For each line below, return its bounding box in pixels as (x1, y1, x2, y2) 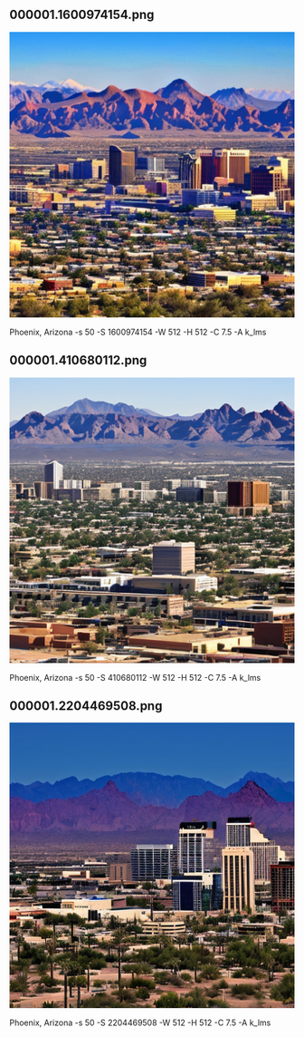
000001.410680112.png (9, 353, 147, 368)
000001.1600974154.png (9, 7, 155, 23)
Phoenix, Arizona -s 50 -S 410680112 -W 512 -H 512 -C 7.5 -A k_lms (9, 672, 261, 683)
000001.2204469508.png (9, 698, 163, 714)
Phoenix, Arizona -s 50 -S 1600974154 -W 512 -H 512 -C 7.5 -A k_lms (9, 326, 267, 337)
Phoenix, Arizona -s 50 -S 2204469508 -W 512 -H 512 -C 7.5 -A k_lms (9, 1017, 271, 1028)
